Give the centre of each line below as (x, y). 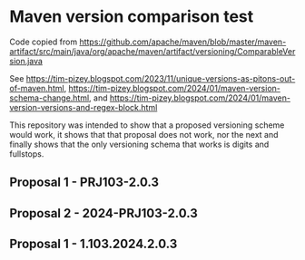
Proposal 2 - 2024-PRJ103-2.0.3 (103, 213)
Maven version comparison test (132, 17)
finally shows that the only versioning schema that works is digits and (139, 144)
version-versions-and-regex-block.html (84, 107)
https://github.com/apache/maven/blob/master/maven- (183, 42)
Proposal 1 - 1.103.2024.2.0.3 (93, 244)
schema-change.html (49, 98)
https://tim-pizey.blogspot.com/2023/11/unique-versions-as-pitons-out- (161, 78)
